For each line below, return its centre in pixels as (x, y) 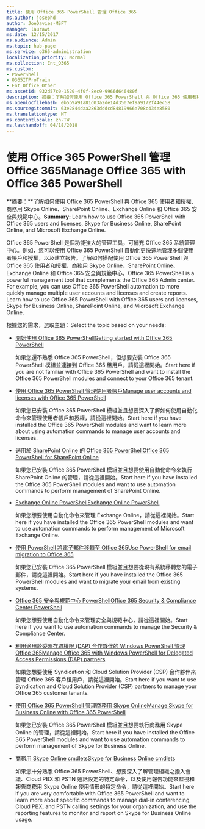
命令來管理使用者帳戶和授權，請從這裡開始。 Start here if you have (98, 418)
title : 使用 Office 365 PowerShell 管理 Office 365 (72, 12)
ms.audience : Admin (31, 40)
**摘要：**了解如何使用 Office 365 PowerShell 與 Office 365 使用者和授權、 (102, 201)
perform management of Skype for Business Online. (81, 746)
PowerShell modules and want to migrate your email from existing (98, 582)
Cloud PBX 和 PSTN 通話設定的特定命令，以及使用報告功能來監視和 (110, 779)
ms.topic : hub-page (31, 46)
